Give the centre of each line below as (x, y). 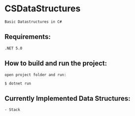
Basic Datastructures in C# (33, 22)
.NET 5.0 (13, 48)
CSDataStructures (42, 9)
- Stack (13, 110)
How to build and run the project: (56, 63)
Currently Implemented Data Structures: (67, 98)
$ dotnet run (18, 83)
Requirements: (28, 37)
